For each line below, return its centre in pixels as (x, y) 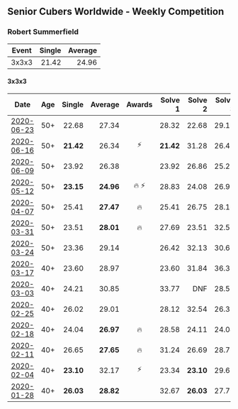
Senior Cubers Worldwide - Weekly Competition (116, 12)
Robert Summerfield (43, 32)
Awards (140, 104)
